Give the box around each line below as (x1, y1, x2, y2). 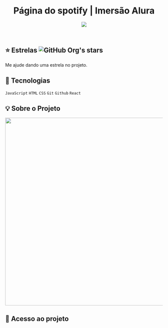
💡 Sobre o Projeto (5, 104, 61, 113)
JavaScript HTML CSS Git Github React (5, 91, 81, 96)
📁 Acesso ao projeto (5, 314, 69, 323)
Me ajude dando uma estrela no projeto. (5, 62, 87, 68)
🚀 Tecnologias (5, 77, 50, 85)
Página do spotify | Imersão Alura (13, 5, 155, 17)
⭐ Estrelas (5, 46, 37, 55)
